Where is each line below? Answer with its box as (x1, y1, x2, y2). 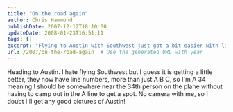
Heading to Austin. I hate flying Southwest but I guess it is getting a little (7, 67, 213, 76)
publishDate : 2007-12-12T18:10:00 (7, 23, 107, 30)
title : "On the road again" (7, 10, 89, 17)
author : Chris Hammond (7, 17, 73, 24)
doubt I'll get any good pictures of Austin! (7, 97, 126, 105)
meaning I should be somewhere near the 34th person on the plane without (7, 82, 223, 91)
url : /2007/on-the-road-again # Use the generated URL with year (7, 49, 203, 56)
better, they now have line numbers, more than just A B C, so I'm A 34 (7, 75, 206, 83)
